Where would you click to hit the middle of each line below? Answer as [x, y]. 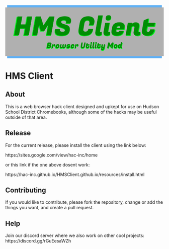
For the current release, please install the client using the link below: [76, 145]
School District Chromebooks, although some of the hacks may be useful [81, 112]
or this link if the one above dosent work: [48, 164]
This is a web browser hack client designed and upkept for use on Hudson [82, 106]
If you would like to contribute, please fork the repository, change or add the [84, 202]
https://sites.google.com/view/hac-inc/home [52, 155]
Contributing [26, 190]
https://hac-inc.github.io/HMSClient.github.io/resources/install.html [75, 174]
